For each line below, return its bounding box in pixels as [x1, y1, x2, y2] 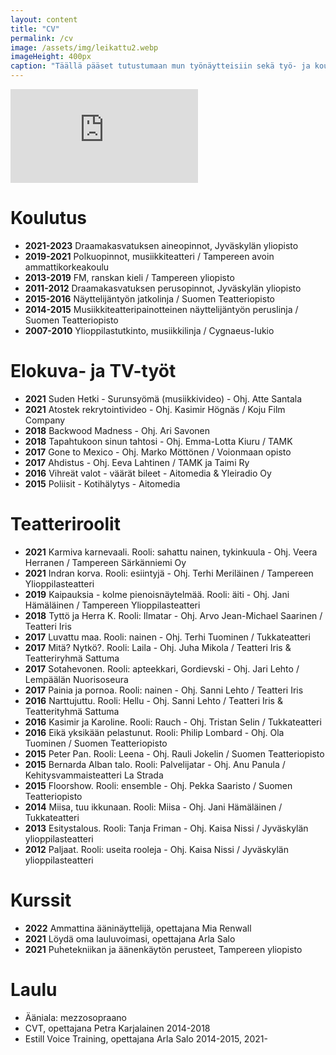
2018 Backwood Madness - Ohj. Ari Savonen [24, 424, 211, 436]
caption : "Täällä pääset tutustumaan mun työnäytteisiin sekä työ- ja [10, 61, 311, 71]
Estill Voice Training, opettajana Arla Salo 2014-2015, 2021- [24, 1032, 268, 1045]
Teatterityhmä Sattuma [24, 705, 120, 717]
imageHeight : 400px [10, 52, 92, 62]
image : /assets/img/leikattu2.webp [10, 42, 159, 53]
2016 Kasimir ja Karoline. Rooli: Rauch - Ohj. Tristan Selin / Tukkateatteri [24, 716, 322, 728]
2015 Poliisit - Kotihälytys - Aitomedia [24, 477, 181, 490]
